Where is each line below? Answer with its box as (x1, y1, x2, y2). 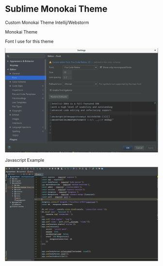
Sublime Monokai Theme (5, 3, 108, 15)
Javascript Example (5, 157, 45, 163)
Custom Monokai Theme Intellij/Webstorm (5, 19, 89, 25)
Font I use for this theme (5, 38, 54, 44)
